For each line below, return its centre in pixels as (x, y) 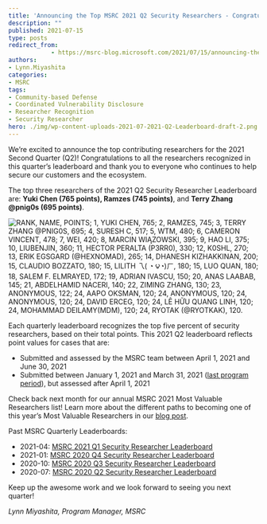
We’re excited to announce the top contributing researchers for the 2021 (126, 149)
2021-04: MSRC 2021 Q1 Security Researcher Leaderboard (116, 446)
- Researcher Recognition (51, 112)
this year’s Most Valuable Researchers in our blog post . (99, 416)
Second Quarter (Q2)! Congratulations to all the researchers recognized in (130, 158)
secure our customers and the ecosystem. (77, 174)
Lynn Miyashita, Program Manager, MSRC (77, 511)
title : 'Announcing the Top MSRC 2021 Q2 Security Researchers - (118, 16)
